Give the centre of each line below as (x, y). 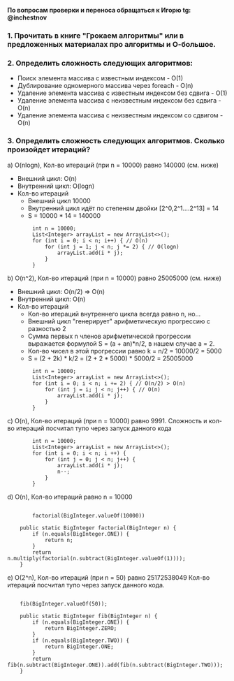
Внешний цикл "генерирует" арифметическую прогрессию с (119, 321)
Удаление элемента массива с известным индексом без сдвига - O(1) (122, 93)
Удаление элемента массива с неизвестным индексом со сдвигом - (120, 115)
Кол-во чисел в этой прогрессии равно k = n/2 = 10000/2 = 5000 (125, 351)
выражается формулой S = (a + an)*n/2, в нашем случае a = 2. (121, 343)
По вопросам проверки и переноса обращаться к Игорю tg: (99, 10)
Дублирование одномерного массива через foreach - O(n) (105, 86)
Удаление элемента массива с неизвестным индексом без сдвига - (119, 101)
